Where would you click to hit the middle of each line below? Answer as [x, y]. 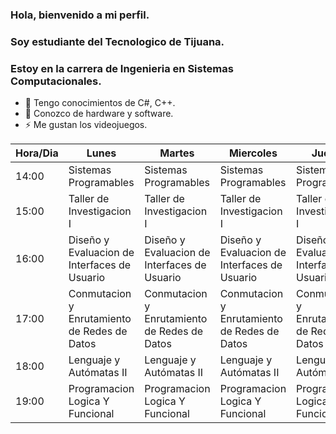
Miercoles [253, 153]
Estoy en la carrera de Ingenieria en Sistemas [122, 68]
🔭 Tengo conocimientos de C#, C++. [100, 103]
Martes [177, 153]
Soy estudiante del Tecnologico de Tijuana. [117, 41]
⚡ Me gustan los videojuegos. [86, 125]
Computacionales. [56, 81]
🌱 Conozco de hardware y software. [99, 114]
